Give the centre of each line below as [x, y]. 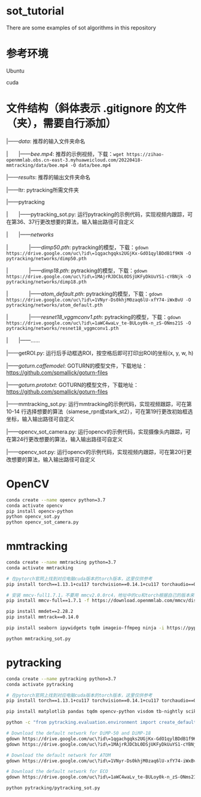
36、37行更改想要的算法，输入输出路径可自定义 [75, 222]
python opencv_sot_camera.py [42, 522]
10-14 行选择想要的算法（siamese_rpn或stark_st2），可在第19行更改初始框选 [100, 411]
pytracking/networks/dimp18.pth [46, 282]
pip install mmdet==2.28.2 [40, 612]
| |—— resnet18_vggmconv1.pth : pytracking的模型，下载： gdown [94, 317]
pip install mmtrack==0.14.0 [42, 617]
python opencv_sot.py [33, 517]
